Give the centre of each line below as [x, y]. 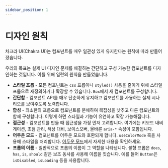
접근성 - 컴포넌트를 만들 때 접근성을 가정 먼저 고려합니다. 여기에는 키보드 [83, 122]
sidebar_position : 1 [27, 10]
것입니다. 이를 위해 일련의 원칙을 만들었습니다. [63, 74]
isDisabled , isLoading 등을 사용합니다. [51, 160]
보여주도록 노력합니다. [48, 104]
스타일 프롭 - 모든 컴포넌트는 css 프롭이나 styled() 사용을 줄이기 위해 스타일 [87, 85]
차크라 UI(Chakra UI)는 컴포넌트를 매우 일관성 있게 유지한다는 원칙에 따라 [77, 51]
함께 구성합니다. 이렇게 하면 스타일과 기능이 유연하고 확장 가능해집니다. [81, 116]
